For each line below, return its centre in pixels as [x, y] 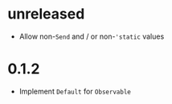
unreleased [46, 14]
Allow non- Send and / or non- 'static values [92, 36]
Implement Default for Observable [75, 91]
